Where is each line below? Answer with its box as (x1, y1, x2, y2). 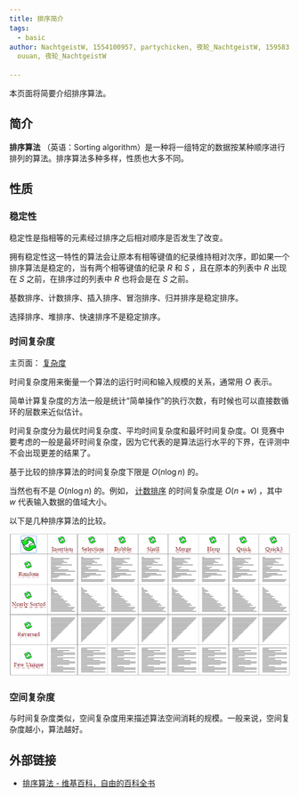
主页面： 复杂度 (9, 357, 67, 368)
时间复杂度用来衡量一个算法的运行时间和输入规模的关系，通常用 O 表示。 (9, 376, 278, 387)
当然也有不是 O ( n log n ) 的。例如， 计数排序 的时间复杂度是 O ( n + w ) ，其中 (9, 485, 283, 495)
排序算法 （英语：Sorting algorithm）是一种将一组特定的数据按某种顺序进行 (9, 141, 286, 152)
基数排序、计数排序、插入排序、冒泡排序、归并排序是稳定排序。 (9, 292, 243, 302)
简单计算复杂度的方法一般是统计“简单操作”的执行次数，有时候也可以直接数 (9, 395, 282, 406)
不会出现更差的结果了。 (9, 447, 95, 458)
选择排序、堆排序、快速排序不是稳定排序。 (9, 311, 166, 322)
